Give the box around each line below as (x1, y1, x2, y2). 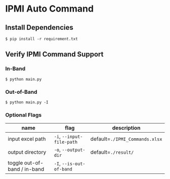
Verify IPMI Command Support (5, 50, 104, 58)
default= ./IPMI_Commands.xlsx (90, 136, 162, 143)
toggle (8, 159, 23, 166)
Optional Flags (5, 111, 42, 118)
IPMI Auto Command (5, 3, 94, 15)
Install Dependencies (5, 23, 73, 32)
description (112, 125, 141, 132)
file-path (54, 139, 77, 145)
